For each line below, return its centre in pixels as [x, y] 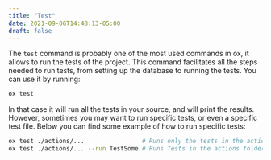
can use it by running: [44, 79]
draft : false [30, 31]
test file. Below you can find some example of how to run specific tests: [127, 126]
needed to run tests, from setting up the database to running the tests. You [132, 71]
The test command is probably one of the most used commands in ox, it [129, 54]
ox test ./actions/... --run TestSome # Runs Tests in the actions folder [137, 149]
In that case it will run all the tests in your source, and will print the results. [131, 109]
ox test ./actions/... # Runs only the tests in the [126, 142]
